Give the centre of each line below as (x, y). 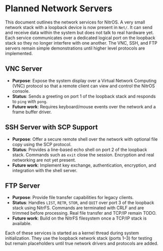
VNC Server (24, 69)
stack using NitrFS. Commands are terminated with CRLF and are (78, 208)
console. (21, 91)
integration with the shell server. (45, 170)
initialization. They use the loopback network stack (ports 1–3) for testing (79, 238)
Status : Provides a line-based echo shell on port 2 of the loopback (80, 150)
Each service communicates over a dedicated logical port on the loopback (80, 38)
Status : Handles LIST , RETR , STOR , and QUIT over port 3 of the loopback (83, 203)
